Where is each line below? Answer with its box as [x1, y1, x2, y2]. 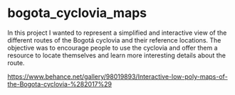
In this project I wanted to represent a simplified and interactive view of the [7, 28, 227, 37]
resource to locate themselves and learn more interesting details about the [7, 51, 226, 60]
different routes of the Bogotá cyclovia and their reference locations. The [7, 35, 221, 44]
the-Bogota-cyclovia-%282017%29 [7, 79, 113, 88]
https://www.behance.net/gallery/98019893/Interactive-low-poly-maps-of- [7, 72, 228, 81]
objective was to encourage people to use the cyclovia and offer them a [7, 43, 219, 52]
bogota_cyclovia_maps [7, 5, 147, 21]
